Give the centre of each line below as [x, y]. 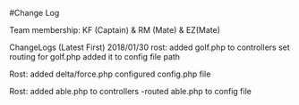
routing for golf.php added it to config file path [95, 57]
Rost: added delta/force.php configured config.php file [110, 74]
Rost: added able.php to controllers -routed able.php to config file [131, 91]
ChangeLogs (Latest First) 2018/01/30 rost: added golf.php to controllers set [150, 47]
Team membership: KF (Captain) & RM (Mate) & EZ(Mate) [115, 30]
